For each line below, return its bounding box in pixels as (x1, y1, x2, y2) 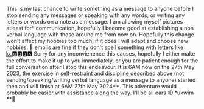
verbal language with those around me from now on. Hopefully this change (6, 31, 194, 38)
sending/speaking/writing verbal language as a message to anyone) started (6, 76, 196, 84)
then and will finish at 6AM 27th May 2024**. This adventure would (6, 83, 177, 90)
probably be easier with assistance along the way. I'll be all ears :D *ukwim (6, 89, 194, 96)
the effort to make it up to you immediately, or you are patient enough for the (6, 57, 199, 64)
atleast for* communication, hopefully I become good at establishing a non (6, 24, 194, 31)
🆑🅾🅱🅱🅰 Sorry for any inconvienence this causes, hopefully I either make (6, 50, 195, 57)
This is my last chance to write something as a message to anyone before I (6, 5, 194, 12)
